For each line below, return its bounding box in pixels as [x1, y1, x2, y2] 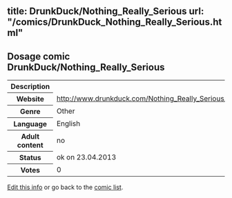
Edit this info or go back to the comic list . [7, 183, 124, 192]
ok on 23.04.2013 [56, 152, 117, 162]
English [56, 119, 81, 128]
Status [19, 153, 41, 163]
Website [16, 95, 45, 104]
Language [13, 119, 47, 129]
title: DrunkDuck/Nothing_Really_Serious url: [7, 6, 204, 17]
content [17, 141, 43, 150]
